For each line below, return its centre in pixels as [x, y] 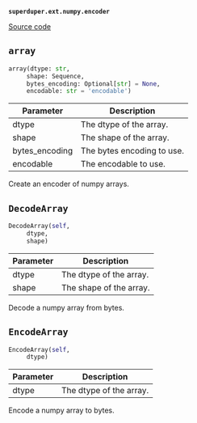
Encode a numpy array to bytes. [61, 410]
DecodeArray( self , [39, 226]
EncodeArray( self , [39, 349]
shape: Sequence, [55, 76]
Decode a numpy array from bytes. [67, 307]
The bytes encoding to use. [132, 151]
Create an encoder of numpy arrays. [69, 184]
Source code [29, 27]
